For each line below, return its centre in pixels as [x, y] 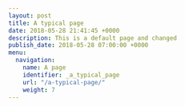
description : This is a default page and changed [93, 38]
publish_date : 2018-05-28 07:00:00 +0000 [78, 45]
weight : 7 [39, 90]
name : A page [44, 68]
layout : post [30, 16]
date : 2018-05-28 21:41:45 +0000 [64, 30]
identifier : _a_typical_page [71, 75]
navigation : [36, 61]
